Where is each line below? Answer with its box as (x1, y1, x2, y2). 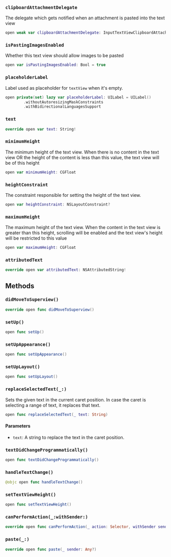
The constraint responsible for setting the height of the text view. (5, 192, 141, 198)
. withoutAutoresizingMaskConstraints (23, 99, 103, 105)
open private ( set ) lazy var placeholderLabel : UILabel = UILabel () (5, 94, 152, 100)
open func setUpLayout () (5, 374, 58, 379)
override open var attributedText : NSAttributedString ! (5, 267, 126, 272)
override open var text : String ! (5, 126, 76, 132)
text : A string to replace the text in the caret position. (12, 434, 125, 440)
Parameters (5, 423, 31, 429)
